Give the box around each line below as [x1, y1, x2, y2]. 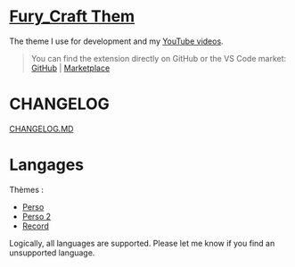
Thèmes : [9, 184, 45, 195]
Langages [9, 154, 85, 175]
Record [21, 221, 49, 231]
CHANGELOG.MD [9, 123, 74, 134]
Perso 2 [21, 211, 52, 221]
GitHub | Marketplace [30, 63, 111, 73]
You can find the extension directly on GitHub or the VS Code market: [30, 53, 287, 63]
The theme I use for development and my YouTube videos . [9, 36, 225, 46]
